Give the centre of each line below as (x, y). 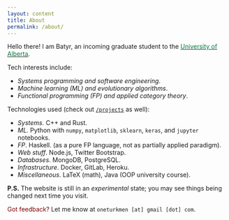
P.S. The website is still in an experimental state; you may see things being (114, 189)
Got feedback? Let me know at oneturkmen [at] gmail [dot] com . (102, 210)
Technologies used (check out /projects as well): (79, 110)
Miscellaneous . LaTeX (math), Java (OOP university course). (104, 175)
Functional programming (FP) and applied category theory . (103, 96)
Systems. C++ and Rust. (52, 123)
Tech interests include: (40, 68)
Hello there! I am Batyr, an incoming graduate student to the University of (112, 47)
